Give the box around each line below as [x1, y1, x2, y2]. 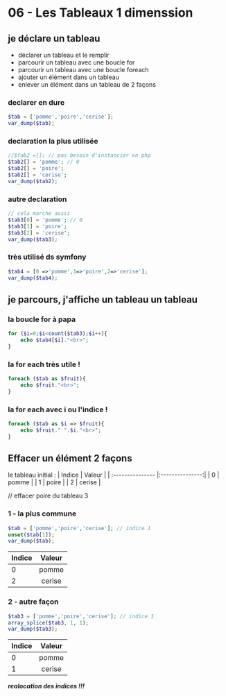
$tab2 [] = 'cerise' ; [8, 171, 68, 178]
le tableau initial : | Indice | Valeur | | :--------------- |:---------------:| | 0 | [8, 470, 220, 479]
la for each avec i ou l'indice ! [8, 405, 108, 414]
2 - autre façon [8, 597, 59, 606]
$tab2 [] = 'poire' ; [8, 165, 64, 172]
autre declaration [8, 194, 67, 204]
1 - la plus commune [8, 509, 77, 518]
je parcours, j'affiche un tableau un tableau [8, 294, 198, 305]
